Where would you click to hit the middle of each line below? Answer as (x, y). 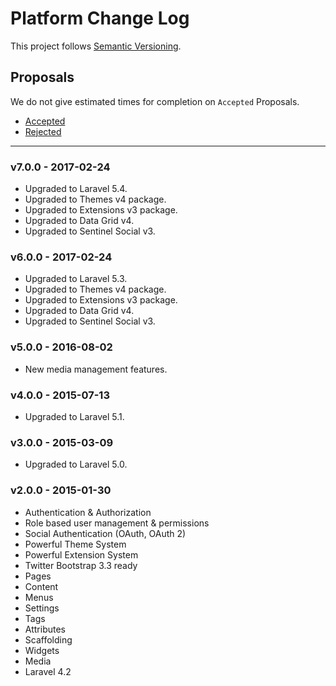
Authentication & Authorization (88, 512)
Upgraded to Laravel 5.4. (76, 189)
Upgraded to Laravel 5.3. (76, 279)
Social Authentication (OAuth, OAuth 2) (105, 533)
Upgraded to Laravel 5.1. (74, 416)
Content (41, 586)
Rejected (43, 131)
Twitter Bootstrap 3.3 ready (81, 565)
